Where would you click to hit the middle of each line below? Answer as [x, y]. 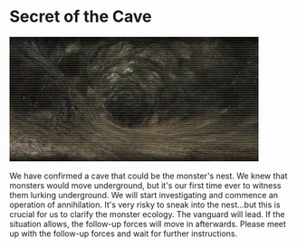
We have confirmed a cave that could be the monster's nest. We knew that [148, 176]
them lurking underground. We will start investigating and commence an [144, 195]
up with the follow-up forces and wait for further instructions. [124, 234]
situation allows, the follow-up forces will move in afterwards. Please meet [148, 224]
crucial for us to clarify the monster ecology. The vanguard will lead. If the [147, 214]
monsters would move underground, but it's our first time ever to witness [145, 185]
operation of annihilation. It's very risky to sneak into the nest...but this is [145, 205]
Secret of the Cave [81, 17]
